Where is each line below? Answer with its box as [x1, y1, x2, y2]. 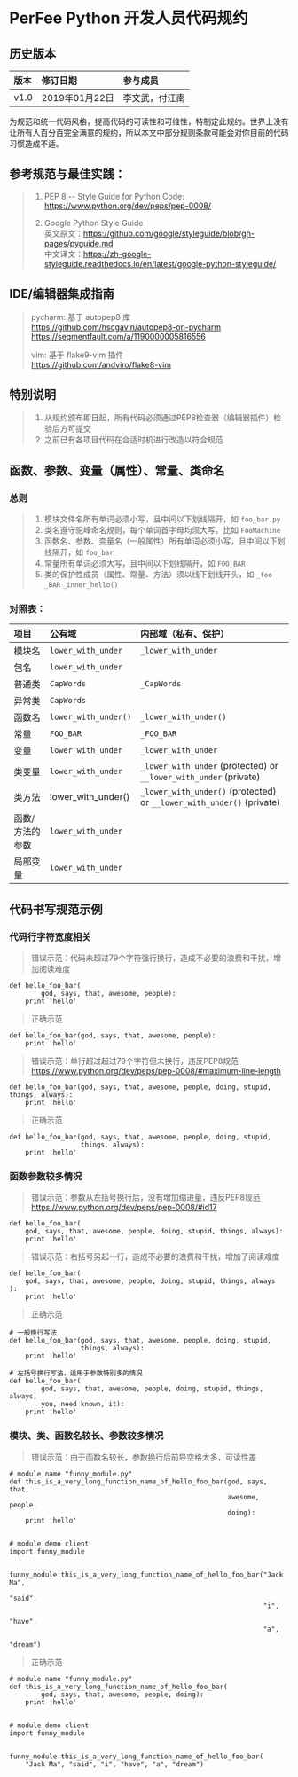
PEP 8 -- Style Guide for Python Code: [43, 191, 184, 201]
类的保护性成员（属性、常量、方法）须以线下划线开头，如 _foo [43, 569, 273, 580]
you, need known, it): [41, 1400, 125, 1409]
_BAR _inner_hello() [43, 581, 119, 590]
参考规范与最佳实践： [9, 167, 126, 182]
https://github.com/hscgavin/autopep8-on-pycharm [30, 321, 222, 333]
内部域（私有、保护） [140, 628, 230, 640]
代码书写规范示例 [9, 902, 103, 917]
